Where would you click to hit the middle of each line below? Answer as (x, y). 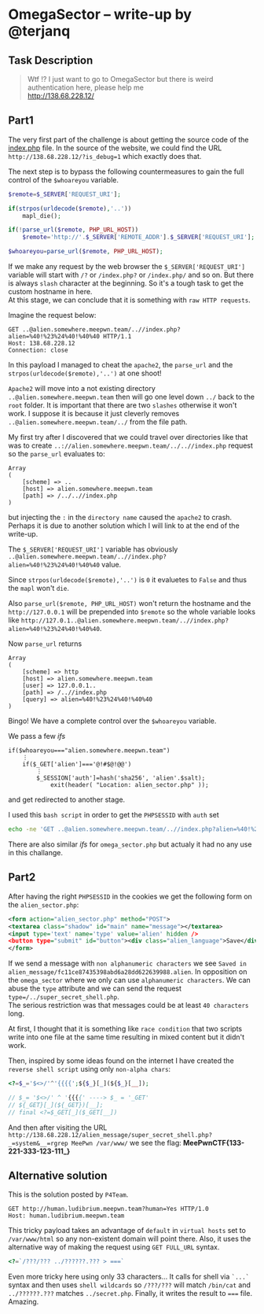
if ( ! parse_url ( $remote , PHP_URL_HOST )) (73, 230)
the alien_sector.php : (44, 904)
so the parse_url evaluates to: (57, 454)
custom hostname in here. (50, 292)
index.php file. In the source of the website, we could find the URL (115, 148)
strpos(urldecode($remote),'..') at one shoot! (85, 373)
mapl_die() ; (42, 216)
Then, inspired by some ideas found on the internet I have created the (121, 1061)
